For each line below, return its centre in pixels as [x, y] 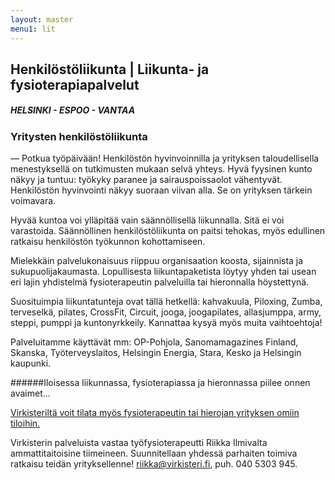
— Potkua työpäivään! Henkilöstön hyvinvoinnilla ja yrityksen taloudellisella [165, 158]
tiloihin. [25, 423]
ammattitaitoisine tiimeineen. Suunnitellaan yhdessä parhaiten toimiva [154, 453]
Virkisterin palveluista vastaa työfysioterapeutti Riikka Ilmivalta [139, 443]
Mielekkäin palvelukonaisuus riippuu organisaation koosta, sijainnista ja [157, 261]
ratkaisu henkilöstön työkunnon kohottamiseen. [108, 242]
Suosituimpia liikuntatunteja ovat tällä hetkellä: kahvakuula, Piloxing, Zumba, [166, 302]
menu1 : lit [33, 29]
